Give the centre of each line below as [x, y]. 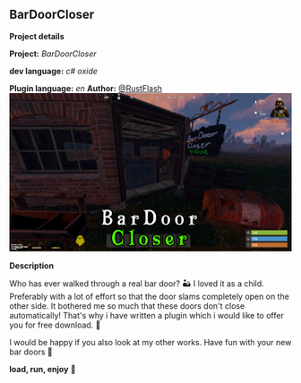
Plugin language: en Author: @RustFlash [86, 88]
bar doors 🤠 [31, 352]
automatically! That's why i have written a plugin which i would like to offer [146, 316]
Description [32, 266]
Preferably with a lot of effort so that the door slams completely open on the [149, 297]
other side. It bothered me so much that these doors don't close [127, 306]
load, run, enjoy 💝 [43, 370]
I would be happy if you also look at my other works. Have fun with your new [150, 343]
